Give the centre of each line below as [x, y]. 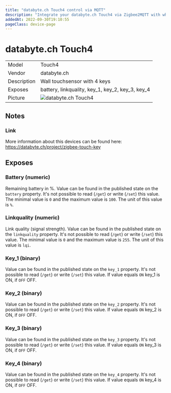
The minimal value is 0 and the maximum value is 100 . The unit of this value [84, 199]
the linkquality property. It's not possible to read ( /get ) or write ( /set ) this [84, 234]
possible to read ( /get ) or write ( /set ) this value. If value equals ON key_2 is [83, 310]
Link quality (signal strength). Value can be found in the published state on [83, 229]
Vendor [17, 73]
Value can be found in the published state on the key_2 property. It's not [81, 304]
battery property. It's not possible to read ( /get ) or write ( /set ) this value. [82, 194]
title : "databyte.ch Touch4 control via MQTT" [55, 10]
